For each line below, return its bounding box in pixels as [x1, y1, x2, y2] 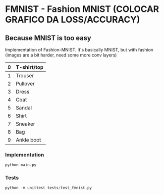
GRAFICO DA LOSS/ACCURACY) [5, 14, 140, 25]
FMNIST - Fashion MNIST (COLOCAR [5, 3, 160, 15]
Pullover [15, 80, 35, 87]
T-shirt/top [15, 64, 44, 70]
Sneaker [15, 120, 36, 127]
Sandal [15, 104, 32, 111]
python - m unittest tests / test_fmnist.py [5, 186, 92, 191]
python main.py [5, 162, 37, 168]
